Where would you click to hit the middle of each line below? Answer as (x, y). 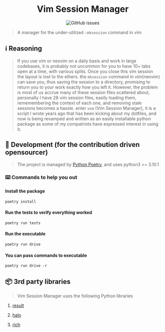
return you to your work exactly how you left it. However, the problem (87, 87)
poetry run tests (23, 223)
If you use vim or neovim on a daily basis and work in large (77, 61)
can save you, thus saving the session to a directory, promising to (84, 82)
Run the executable (25, 234)
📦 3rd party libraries (38, 281)
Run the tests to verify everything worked (49, 213)
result (18, 306)
